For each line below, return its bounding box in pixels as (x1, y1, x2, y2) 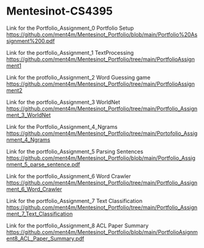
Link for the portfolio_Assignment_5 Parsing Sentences (6, 148, 144, 155)
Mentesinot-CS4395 (6, 4, 113, 18)
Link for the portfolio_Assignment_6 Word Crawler (6, 172, 131, 180)
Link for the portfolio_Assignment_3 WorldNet (6, 98, 121, 106)
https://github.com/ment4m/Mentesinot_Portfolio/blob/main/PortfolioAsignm (6, 228, 198, 235)
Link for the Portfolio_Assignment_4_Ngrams (6, 123, 118, 130)
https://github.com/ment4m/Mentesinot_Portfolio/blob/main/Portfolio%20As (6, 30, 198, 38)
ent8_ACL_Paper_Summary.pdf (6, 235, 85, 242)
